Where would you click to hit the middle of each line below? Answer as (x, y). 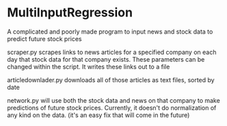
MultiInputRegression (70, 13)
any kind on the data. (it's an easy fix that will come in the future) (98, 115)
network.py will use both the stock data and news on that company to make (113, 100)
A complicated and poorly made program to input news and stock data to (110, 32)
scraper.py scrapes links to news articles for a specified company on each (112, 52)
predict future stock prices (44, 38)
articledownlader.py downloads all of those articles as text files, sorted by (111, 79)
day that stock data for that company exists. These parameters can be (106, 59)
